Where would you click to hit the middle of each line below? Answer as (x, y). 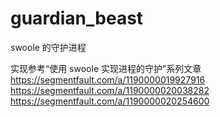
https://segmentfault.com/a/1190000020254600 (110, 101)
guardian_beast (77, 18)
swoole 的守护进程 (48, 47)
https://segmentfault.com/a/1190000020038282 (110, 90)
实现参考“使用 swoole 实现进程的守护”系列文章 (106, 68)
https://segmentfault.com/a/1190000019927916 (108, 79)
